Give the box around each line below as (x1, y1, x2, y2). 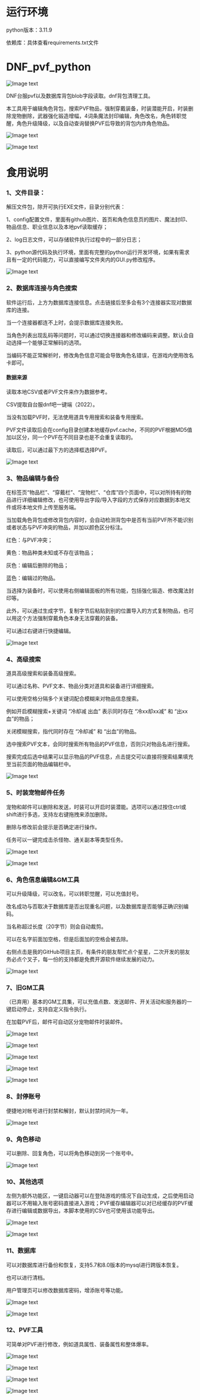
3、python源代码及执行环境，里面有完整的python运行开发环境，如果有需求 (6, 248, 190, 256)
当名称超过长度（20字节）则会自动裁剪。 (6, 923, 107, 930)
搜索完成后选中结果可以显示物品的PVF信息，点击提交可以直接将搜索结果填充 (6, 753, 193, 760)
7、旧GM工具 (6, 984, 45, 992)
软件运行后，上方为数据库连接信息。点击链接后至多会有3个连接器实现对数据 (6, 298, 192, 306)
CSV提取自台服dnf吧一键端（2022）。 (6, 400, 98, 408)
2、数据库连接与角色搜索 (6, 284, 77, 293)
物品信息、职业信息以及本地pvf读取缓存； (6, 223, 108, 231)
